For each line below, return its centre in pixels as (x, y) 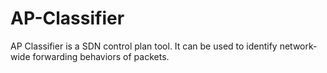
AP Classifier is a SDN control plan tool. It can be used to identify (144, 46)
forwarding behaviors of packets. (101, 56)
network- (298, 46)
